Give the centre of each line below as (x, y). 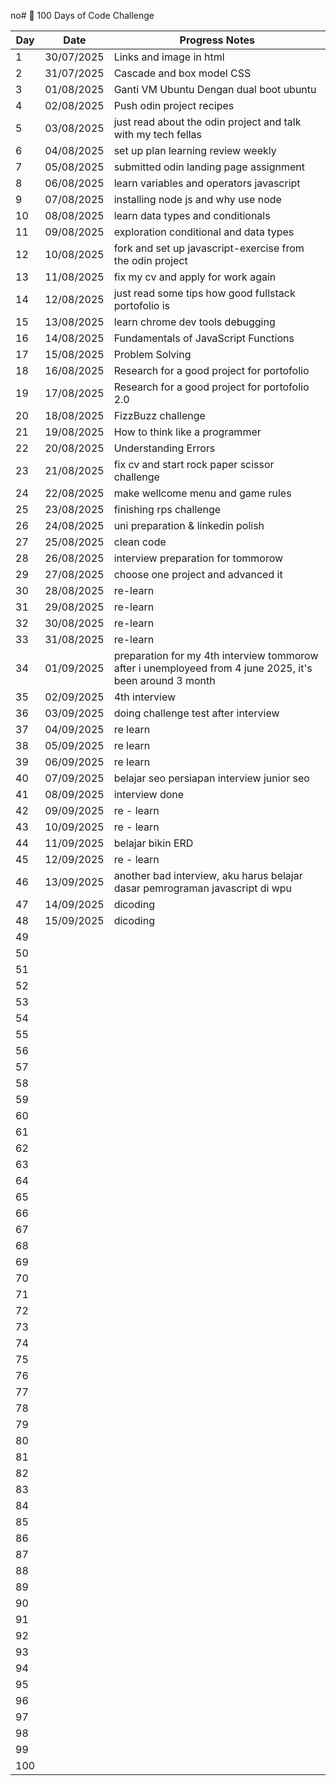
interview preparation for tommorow (198, 558)
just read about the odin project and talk (207, 122)
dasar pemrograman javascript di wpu (203, 888)
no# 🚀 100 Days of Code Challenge (82, 15)
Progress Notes (217, 40)
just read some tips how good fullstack (204, 293)
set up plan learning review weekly (195, 150)
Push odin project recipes (174, 105)
